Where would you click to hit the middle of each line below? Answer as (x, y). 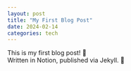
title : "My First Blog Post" (50, 20)
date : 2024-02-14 (33, 26)
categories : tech (33, 33)
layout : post (26, 14)
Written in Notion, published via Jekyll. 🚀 (66, 61)
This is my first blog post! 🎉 (47, 53)
